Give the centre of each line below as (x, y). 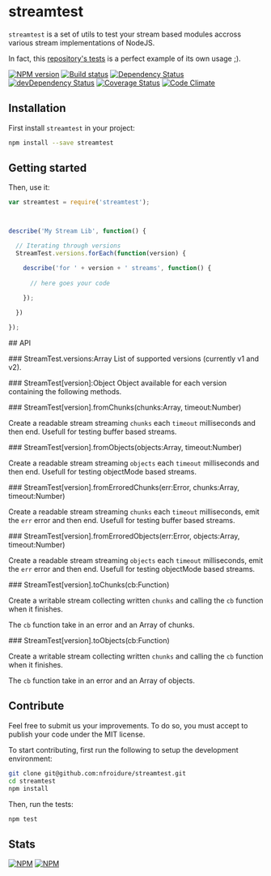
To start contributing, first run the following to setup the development (123, 749)
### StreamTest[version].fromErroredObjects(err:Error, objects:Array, (124, 536)
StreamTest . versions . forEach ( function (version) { (101, 254)
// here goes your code (70, 283)
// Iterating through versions (68, 246)
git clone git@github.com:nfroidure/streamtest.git (97, 773)
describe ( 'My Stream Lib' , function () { (78, 231)
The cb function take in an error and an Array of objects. (102, 681)
